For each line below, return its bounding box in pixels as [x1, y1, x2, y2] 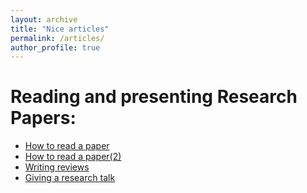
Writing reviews [24, 161, 90, 173]
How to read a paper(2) [24, 151, 122, 163]
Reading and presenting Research [10, 86, 298, 108]
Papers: [10, 107, 77, 130]
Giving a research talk [24, 172, 116, 184]
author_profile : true [10, 42, 101, 53]
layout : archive [10, 14, 78, 25]
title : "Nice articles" [10, 24, 110, 34]
